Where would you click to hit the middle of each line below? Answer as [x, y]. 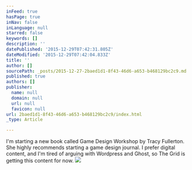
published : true [26, 76]
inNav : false [22, 22]
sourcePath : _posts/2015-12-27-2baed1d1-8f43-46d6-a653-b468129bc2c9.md [96, 71]
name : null [25, 93]
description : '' [26, 44]
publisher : [19, 87]
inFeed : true [22, 11]
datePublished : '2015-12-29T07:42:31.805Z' [60, 49]
